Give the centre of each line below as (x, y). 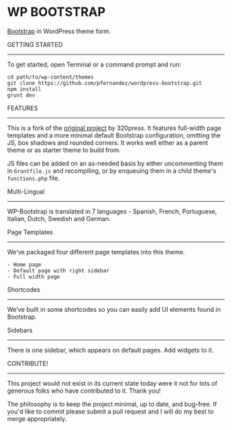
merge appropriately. (37, 418)
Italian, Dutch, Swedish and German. (59, 218)
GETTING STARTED (35, 44)
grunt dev (21, 95)
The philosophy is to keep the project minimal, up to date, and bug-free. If (112, 404)
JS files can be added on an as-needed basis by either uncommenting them (115, 163)
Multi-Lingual (26, 191)
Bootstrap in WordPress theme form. (59, 31)
